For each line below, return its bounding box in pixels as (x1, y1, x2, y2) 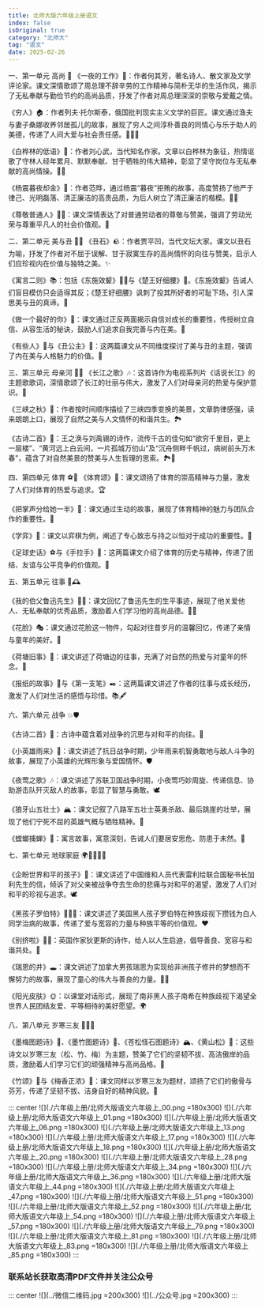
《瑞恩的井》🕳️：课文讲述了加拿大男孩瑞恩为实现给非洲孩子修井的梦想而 (8, 962, 244, 971)
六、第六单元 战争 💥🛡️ (8, 711, 80, 719)
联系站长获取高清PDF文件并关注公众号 (8, 1271, 154, 1282)
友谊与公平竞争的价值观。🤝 (21, 560, 110, 569)
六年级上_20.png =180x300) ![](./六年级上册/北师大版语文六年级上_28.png (8, 1152, 248, 1162)
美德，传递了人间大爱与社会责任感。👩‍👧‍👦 (8, 130, 140, 139)
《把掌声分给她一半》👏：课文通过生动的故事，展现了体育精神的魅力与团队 (8, 504, 248, 514)
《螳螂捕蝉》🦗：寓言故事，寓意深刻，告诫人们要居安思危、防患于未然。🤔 (8, 834, 246, 842)
